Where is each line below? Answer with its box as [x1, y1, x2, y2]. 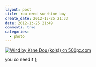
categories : [5, 29, 29, 34]
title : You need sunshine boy [5, 12, 66, 16]
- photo [9, 34, 25, 39]
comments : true [5, 25, 36, 30]
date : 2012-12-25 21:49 [5, 20, 53, 26]
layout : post [5, 7, 32, 12]
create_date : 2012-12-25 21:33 [5, 16, 68, 21]
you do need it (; [5, 56, 38, 62]
